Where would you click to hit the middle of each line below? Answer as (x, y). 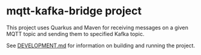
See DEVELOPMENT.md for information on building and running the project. (101, 45)
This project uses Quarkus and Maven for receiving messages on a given (97, 27)
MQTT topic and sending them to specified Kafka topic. (75, 33)
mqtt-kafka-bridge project (74, 11)
